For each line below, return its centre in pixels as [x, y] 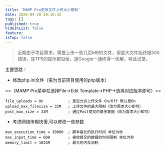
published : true [22, 24]
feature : [14, 33]
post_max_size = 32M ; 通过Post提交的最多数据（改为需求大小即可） [79, 111]
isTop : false [19, 38]
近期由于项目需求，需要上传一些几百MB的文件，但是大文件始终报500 [88, 52]
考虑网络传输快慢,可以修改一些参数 [48, 121]
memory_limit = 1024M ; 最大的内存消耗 [52, 142]
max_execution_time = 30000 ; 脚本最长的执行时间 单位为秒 [64, 132]
